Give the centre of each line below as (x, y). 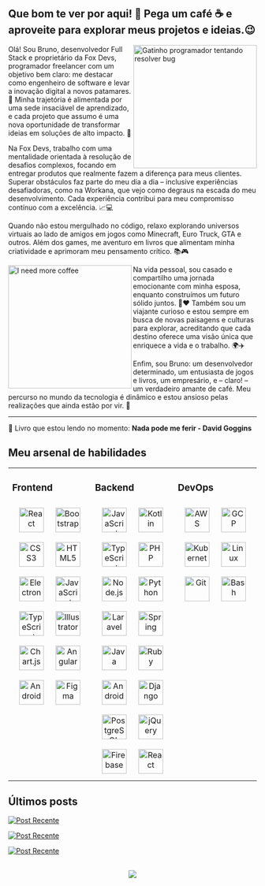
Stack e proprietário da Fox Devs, (62, 58)
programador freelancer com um (61, 65)
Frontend (33, 487)
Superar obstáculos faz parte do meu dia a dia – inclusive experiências (123, 181)
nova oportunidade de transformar (64, 125)
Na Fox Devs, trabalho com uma (60, 148)
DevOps (196, 487)
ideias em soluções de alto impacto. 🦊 (70, 132)
